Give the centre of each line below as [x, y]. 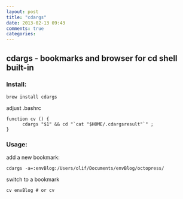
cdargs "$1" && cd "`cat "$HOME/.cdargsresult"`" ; [88, 124]
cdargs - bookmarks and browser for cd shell [92, 58]
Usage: [17, 144]
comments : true [25, 28]
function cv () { [28, 119]
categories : [21, 34]
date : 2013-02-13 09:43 [36, 23]
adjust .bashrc [24, 108]
